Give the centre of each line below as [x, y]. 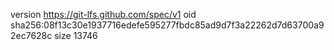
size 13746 [76, 35]
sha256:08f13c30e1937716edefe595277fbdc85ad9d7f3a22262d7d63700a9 [167, 25]
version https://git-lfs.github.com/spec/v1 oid [103, 14]
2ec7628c [31, 35]
